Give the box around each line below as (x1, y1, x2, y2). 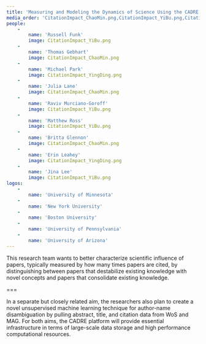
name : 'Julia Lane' (28, 84, 78, 90)
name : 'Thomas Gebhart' (28, 49, 89, 55)
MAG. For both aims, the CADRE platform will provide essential (6, 317, 164, 324)
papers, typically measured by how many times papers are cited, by (6, 260, 178, 268)
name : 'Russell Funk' (28, 32, 84, 38)
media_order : (6, 15, 40, 21)
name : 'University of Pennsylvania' (28, 226, 122, 232)
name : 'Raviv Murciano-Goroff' (28, 100, 109, 106)
